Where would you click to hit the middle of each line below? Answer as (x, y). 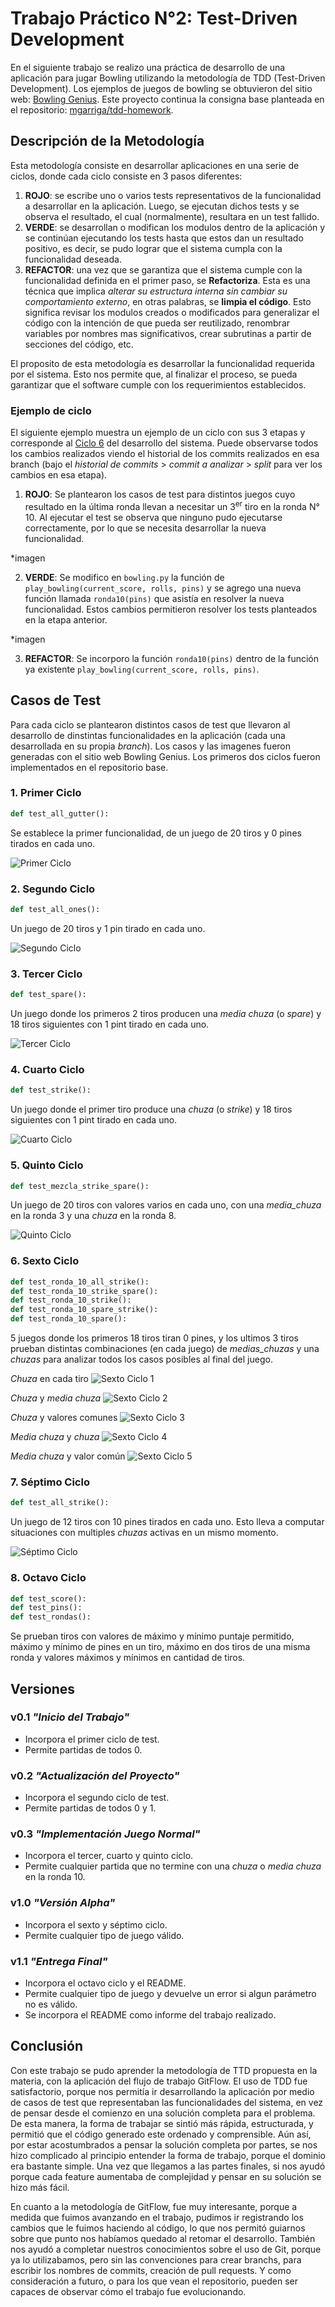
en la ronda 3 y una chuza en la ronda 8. (93, 1216)
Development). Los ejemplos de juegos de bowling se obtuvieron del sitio (161, 88)
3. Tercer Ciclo (46, 974)
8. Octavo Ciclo (48, 1578)
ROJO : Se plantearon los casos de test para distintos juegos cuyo (160, 494)
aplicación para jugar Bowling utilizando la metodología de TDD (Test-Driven (168, 78)
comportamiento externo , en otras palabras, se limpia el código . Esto (168, 301)
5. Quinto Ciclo (47, 1165)
